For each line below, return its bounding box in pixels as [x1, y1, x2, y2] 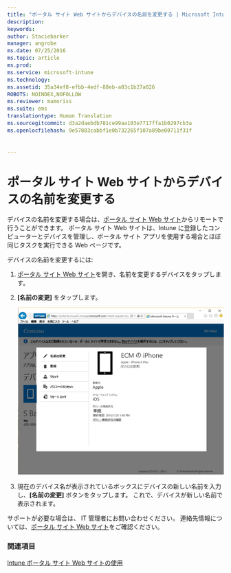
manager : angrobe [7, 40, 57, 47]
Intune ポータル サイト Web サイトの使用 [7, 559, 123, 567]
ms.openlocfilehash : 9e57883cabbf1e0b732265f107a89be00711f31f [7, 127, 192, 134]
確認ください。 [120, 523, 164, 531]
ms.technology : [7, 76, 51, 83]
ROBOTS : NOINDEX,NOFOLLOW [7, 91, 81, 98]
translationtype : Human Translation [7, 113, 112, 120]
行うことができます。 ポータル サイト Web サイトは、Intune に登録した [7, 224, 208, 232]
